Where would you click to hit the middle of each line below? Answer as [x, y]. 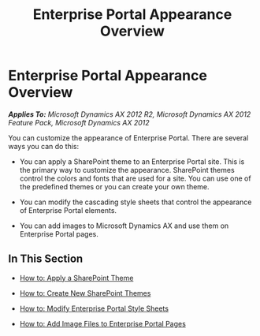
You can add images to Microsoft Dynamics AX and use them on [124, 226]
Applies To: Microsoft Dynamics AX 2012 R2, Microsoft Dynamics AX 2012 [130, 114]
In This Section [46, 259]
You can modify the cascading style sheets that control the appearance [136, 202]
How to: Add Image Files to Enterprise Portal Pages [103, 323]
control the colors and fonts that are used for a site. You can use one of [135, 178]
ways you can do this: [44, 146]
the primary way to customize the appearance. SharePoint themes [127, 170]
